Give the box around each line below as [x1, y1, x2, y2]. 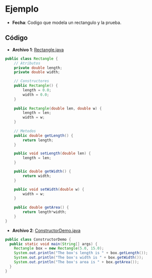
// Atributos [14, 61, 41, 65]
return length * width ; [23, 210, 67, 214]
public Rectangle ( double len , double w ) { [14, 106, 102, 111]
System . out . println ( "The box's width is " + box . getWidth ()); [14, 255, 144, 260]
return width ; [23, 173, 51, 178]
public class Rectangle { [5, 56, 58, 61]
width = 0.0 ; [23, 92, 50, 97]
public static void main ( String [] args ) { [9, 241, 98, 246]
